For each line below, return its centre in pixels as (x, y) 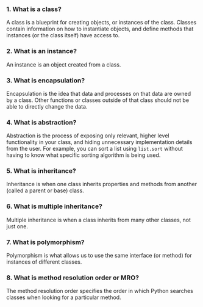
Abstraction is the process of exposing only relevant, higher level (88, 135)
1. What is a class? (34, 9)
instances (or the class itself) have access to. (63, 35)
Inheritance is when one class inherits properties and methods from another (101, 184)
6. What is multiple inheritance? (54, 206)
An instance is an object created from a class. (64, 64)
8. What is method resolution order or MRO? (73, 278)
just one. (17, 226)
